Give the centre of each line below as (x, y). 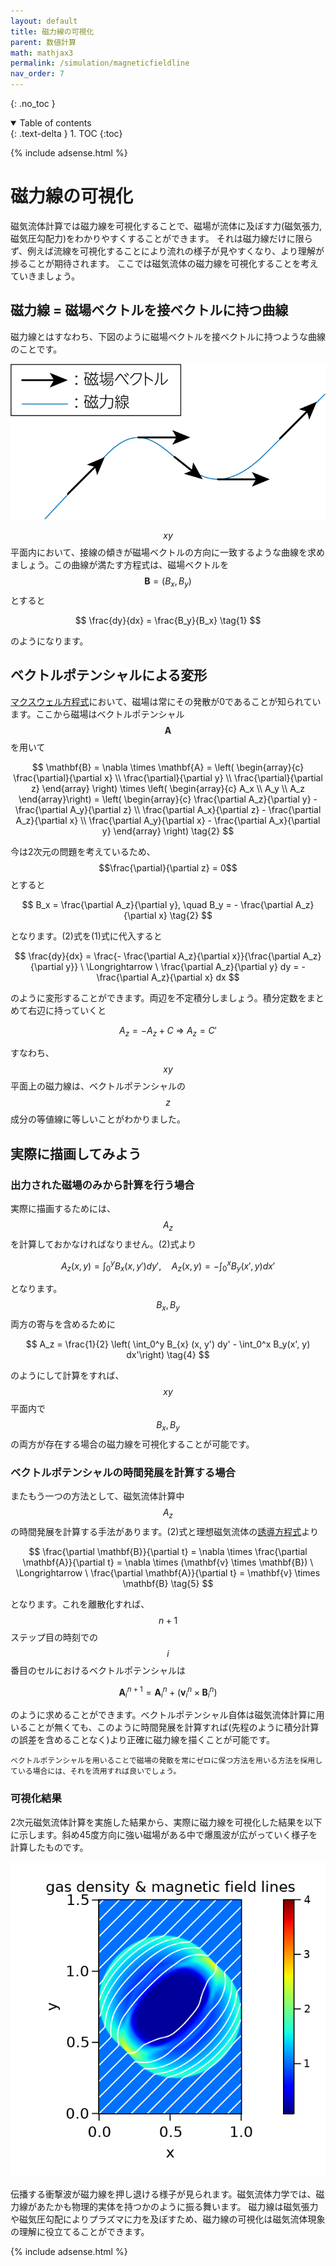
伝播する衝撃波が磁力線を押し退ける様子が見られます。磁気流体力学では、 (163, 2194)
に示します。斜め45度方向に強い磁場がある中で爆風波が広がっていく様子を (164, 1834)
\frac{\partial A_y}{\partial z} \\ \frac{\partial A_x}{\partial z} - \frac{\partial (168, 809)
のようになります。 (49, 641)
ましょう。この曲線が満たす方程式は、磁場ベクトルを (120, 564)
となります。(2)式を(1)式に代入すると (86, 936)
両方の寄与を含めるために (63, 1324)
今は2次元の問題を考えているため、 (83, 851)
